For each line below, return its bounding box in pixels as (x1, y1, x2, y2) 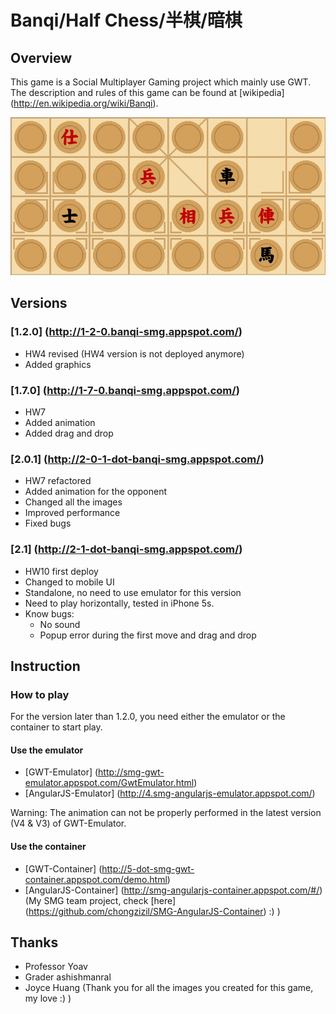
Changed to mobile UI (24, 576, 115, 588)
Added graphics (24, 358, 92, 370)
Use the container (10, 841, 87, 852)
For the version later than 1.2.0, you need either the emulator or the (10, 711, 286, 723)
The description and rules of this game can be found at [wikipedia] (10, 87, 285, 98)
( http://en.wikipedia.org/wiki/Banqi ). (10, 97, 159, 109)
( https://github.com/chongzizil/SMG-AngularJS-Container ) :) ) (24, 905, 281, 917)
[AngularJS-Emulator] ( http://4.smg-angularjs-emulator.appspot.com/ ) (24, 787, 316, 800)
